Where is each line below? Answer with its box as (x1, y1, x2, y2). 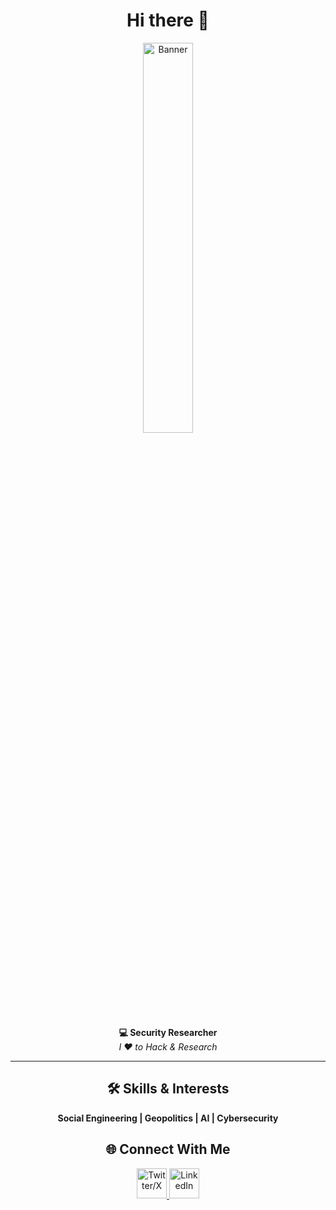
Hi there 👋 (126, 9, 210, 32)
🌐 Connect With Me (105, 1141, 231, 1158)
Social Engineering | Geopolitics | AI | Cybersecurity (57, 1112, 279, 1124)
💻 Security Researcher (118, 1026, 218, 1038)
